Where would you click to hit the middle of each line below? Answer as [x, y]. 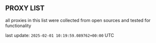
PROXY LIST [25, 8]
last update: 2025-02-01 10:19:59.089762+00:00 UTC [60, 35]
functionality [18, 25]
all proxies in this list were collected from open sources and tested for [78, 20]
